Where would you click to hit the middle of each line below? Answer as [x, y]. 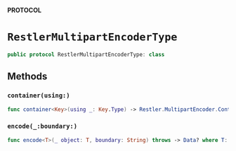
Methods [27, 77]
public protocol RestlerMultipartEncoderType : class [86, 54]
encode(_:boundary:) [42, 126]
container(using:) [39, 96]
